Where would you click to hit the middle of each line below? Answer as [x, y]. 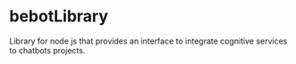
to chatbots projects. [47, 50]
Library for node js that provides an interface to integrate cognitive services [148, 41]
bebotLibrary [59, 16]
